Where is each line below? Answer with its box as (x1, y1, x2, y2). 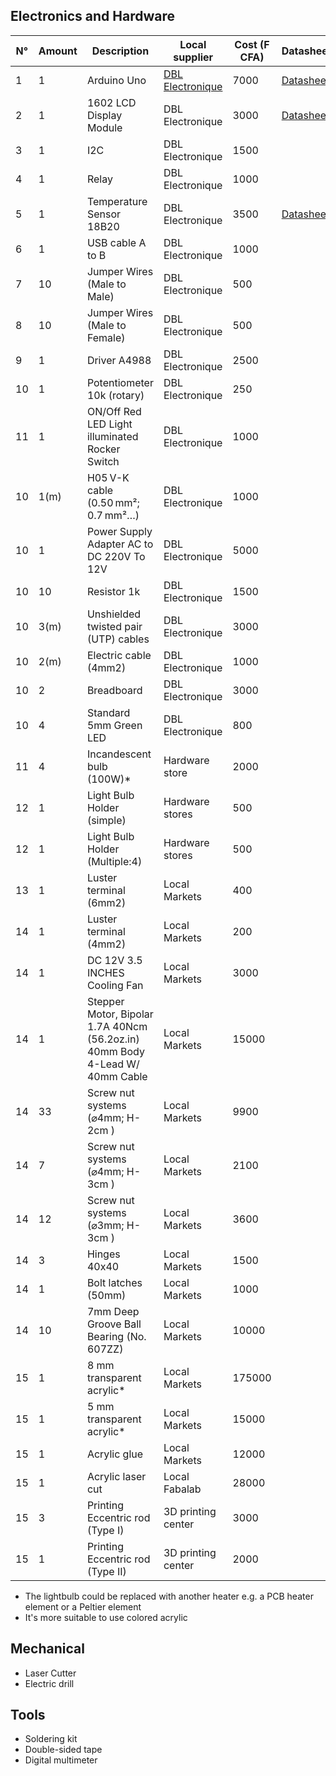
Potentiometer (86, 375, 154, 389)
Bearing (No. (86, 1329, 147, 1343)
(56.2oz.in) (86, 1032, 140, 1046)
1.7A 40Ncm (86, 1019, 148, 1033)
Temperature (86, 194, 148, 208)
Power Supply (86, 524, 153, 538)
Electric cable (86, 648, 152, 662)
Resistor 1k (86, 584, 141, 598)
